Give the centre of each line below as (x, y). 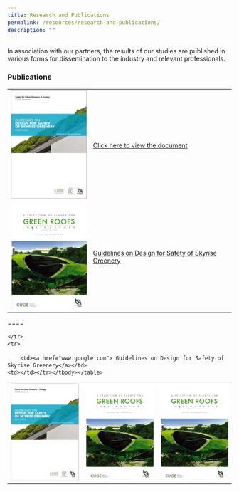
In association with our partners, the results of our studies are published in (116, 51)
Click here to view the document (140, 145)
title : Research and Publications (59, 15)
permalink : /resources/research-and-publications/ (84, 22)
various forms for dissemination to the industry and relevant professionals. (116, 59)
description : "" (31, 30)
